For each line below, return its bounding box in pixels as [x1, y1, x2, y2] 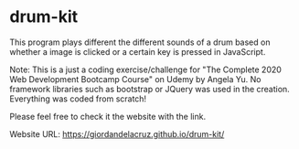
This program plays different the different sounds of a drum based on [9, 37, 271, 48]
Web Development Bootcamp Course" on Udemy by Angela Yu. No [9, 73, 262, 84]
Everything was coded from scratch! [9, 93, 147, 104]
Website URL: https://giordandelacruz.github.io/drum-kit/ [9, 128, 225, 139]
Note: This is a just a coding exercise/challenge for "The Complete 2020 [9, 64, 282, 75]
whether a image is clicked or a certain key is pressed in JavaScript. [9, 46, 266, 57]
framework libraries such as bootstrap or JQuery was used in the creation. [9, 83, 290, 94]
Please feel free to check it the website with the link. [9, 111, 207, 122]
